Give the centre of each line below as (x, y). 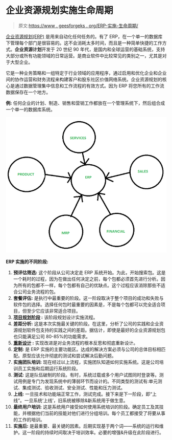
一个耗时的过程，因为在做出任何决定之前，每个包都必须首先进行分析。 (87, 279)
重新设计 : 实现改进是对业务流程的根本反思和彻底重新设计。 (76, 343)
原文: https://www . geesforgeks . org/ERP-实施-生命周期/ (78, 26)
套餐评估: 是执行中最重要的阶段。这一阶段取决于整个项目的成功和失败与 (88, 298)
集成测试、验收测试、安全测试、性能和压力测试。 (74, 388)
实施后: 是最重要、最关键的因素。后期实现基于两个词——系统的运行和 (86, 426)
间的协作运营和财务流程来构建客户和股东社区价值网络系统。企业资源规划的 (84, 79)
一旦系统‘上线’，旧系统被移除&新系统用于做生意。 (76, 401)
